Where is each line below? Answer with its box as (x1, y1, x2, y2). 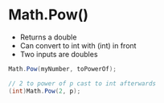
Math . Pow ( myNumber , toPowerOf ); (8, 64, 117, 73)
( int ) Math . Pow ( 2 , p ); (8, 87, 81, 95)
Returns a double (19, 32, 77, 42)
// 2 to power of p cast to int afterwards (8, 79, 157, 88)
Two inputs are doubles (19, 49, 98, 59)
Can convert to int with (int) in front (19, 40, 137, 50)
